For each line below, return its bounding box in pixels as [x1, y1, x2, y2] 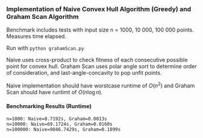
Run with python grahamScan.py [6, 44, 84, 52]
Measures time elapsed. [6, 33, 67, 40]
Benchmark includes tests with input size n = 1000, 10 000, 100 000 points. [6, 26, 194, 33]
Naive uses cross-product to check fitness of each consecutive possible [6, 57, 188, 64]
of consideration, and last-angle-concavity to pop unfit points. [6, 69, 162, 77]
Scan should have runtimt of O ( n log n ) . [6, 88, 103, 95]
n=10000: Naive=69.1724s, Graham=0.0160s [6, 121, 113, 128]
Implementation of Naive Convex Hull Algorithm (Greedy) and [6, 5, 191, 13]
